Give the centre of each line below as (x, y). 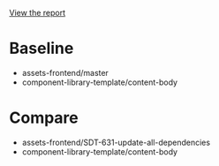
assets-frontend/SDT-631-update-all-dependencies (116, 142)
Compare (44, 118)
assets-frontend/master (65, 72)
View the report (38, 13)
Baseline (42, 49)
